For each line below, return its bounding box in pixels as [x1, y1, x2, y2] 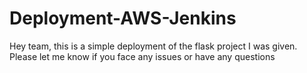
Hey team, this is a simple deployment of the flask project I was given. [9, 40, 298, 52]
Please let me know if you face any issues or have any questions [9, 50, 276, 62]
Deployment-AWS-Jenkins [9, 7, 237, 30]
